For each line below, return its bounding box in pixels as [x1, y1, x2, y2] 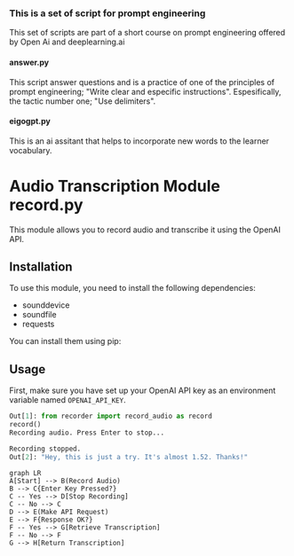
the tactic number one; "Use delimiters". [9, 96, 156, 106]
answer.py [9, 57, 50, 67]
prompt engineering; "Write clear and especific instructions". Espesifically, [9, 86, 282, 97]
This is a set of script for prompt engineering [9, 7, 206, 20]
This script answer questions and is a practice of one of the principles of [9, 76, 275, 87]
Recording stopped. [9, 444, 82, 453]
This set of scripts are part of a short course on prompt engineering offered [9, 27, 286, 38]
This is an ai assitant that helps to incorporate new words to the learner [9, 136, 269, 146]
